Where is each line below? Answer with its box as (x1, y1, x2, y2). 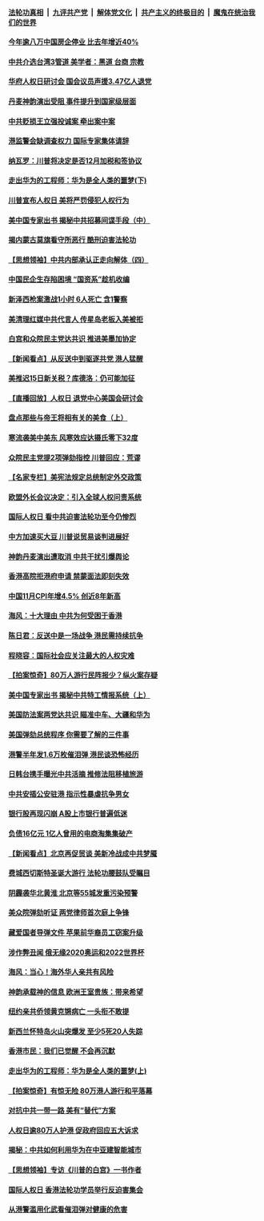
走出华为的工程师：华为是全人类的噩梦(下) (8, 176, 147, 186)
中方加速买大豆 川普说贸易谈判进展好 (8, 532, 130, 541)
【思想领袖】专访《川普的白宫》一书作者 (8, 1165, 142, 1175)
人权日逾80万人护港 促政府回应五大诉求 (8, 1125, 138, 1135)
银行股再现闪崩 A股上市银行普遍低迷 (8, 808, 128, 819)
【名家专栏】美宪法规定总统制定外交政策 (8, 473, 142, 482)
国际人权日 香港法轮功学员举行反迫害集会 (8, 1184, 144, 1195)
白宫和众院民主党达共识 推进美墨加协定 (8, 334, 137, 344)
